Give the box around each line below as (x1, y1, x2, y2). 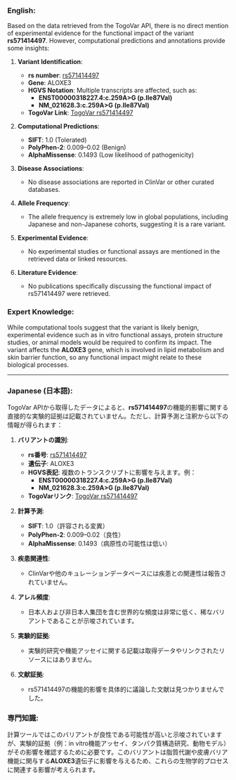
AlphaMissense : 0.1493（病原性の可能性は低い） (27, 539, 171, 547)
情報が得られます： (7, 420, 63, 429)
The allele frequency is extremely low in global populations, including (27, 213, 228, 221)
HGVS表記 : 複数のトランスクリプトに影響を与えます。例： (27, 468, 197, 476)
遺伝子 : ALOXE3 (27, 459, 74, 467)
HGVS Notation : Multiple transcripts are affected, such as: (27, 86, 197, 95)
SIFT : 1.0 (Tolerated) (27, 136, 87, 144)
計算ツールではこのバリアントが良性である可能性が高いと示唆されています (7, 730, 223, 739)
